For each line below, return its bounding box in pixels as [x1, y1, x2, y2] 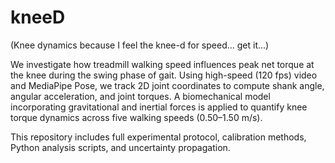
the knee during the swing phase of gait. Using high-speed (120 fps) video [10, 69, 318, 81]
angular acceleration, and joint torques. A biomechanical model [10, 90, 271, 102]
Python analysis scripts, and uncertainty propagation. [10, 141, 231, 153]
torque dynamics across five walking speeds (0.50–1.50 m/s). [10, 111, 263, 123]
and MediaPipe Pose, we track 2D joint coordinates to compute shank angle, [10, 79, 325, 91]
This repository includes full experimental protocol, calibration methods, [10, 131, 307, 143]
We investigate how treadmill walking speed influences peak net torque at [10, 58, 315, 70]
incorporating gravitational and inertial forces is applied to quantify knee [10, 101, 308, 113]
